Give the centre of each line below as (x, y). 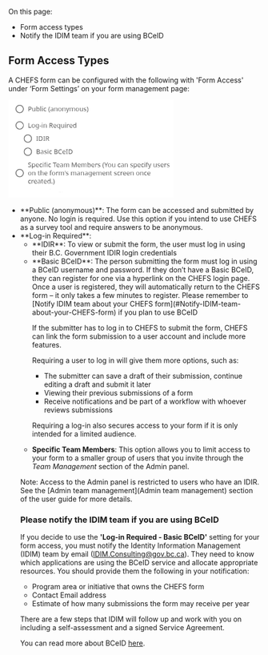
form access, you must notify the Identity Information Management (130, 546)
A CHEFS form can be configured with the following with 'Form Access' (126, 80)
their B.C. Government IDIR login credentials (104, 252)
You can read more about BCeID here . (82, 643)
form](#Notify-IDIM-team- (198, 303)
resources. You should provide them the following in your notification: (134, 571)
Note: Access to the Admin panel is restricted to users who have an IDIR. (140, 482)
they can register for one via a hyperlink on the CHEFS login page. (141, 278)
